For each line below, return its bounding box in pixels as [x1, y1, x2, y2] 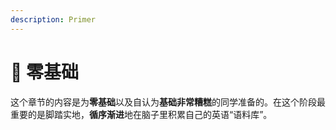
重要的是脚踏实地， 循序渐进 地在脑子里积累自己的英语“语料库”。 [10, 108, 273, 120]
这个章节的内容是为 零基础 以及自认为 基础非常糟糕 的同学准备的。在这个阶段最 [10, 96, 326, 108]
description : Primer [10, 14, 97, 25]
